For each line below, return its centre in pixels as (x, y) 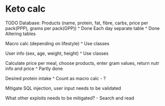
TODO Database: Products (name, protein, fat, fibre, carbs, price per (77, 23)
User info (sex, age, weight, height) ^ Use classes (57, 53)
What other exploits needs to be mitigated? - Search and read (70, 98)
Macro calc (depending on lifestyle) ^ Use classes (57, 43)
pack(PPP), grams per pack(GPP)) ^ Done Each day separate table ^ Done (82, 28)
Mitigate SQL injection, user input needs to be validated (63, 88)
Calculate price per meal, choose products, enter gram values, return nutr (82, 63)
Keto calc (25, 9)
